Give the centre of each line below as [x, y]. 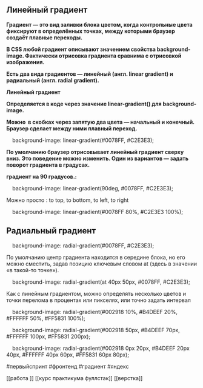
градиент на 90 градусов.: [42, 176]
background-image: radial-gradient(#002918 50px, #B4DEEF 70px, [96, 330]
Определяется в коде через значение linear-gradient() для [84, 104]
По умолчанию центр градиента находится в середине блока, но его [96, 257]
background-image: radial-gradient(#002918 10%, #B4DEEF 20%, [95, 312]
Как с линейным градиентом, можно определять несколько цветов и [96, 293]
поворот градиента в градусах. [48, 165]
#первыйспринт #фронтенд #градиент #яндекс [68, 366]
